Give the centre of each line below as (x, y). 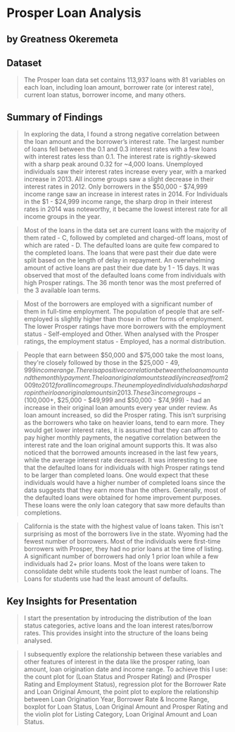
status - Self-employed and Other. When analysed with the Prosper (121, 334)
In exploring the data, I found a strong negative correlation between (121, 134)
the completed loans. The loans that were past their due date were (120, 253)
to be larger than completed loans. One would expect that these (116, 475)
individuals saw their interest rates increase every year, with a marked (125, 172)
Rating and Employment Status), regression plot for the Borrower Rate (125, 684)
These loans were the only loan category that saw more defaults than (125, 505)
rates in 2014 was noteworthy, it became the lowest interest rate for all (126, 209)
